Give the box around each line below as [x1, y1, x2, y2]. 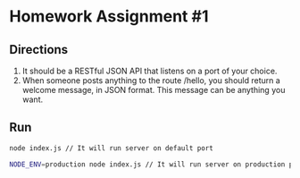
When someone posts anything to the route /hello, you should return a [21, 75, 281, 86]
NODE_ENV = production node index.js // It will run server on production [9, 159, 286, 169]
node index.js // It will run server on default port [9, 143, 214, 153]
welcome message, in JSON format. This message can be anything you [21, 85, 286, 95]
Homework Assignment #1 [9, 6, 209, 27]
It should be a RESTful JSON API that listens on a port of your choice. [21, 65, 278, 76]
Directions [9, 42, 69, 57]
